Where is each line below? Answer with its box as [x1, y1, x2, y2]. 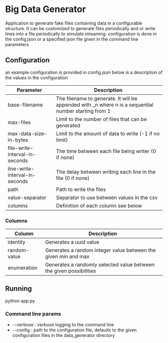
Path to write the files [55, 186, 106, 193]
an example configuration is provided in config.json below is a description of [5, 69, 163, 75]
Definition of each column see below [55, 202, 142, 209]
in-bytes [7, 136, 28, 143]
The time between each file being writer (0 [55, 147, 156, 154]
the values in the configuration [5, 74, 68, 81]
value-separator [7, 194, 46, 201]
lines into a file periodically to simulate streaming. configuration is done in [5, 31, 157, 37]
